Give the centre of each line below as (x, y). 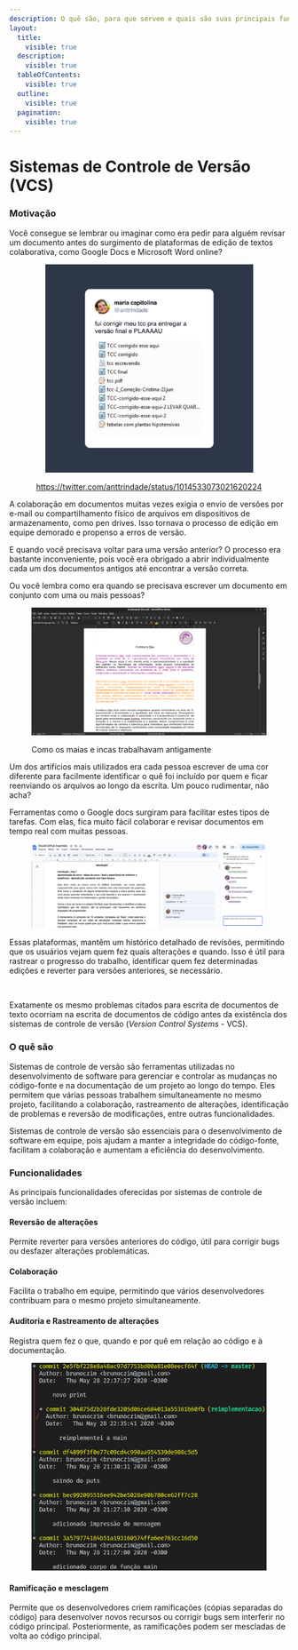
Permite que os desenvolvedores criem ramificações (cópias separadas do (146, 1607)
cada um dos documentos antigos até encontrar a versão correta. (129, 568)
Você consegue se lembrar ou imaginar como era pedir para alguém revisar (147, 233)
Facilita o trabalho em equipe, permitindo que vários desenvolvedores (137, 1291)
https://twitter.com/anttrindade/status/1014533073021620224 (149, 486)
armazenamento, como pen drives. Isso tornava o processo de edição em (144, 522)
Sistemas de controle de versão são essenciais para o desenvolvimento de (146, 1131)
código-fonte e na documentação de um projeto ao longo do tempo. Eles (142, 1085)
